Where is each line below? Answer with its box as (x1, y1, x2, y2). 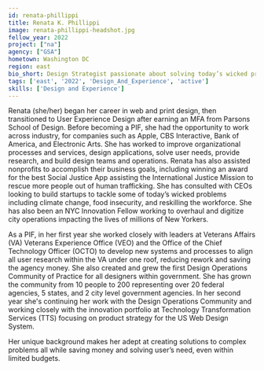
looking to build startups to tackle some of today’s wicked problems (8, 189, 227, 199)
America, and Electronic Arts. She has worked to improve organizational (8, 139, 241, 149)
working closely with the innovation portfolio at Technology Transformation (8, 305, 251, 314)
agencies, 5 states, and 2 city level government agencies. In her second (8, 288, 241, 298)
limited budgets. (8, 354, 60, 363)
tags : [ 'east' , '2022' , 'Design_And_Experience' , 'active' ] (8, 77, 210, 85)
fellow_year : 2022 (8, 33, 68, 42)
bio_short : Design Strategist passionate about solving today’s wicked (8, 70, 247, 78)
